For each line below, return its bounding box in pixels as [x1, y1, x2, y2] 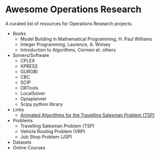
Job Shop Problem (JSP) [20, 134, 72, 140]
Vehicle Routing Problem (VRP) [20, 128, 86, 134]
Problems [12, 117, 33, 123]
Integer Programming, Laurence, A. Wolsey [20, 41, 111, 47]
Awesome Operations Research [5, 4, 142, 15]
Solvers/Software [12, 52, 49, 58]
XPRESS [20, 63, 38, 69]
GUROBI [20, 68, 38, 75]
